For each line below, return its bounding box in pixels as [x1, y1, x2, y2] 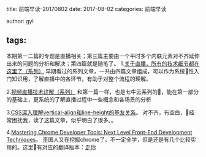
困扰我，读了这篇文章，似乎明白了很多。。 [11, 116, 116, 123]
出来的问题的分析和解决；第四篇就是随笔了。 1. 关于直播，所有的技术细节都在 [6, 60, 200, 67]
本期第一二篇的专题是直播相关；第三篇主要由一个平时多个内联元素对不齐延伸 [6, 52, 200, 59]
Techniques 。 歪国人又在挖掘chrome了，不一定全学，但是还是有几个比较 [6, 136, 191, 143]
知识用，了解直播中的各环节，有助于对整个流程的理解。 [11, 75, 151, 82]
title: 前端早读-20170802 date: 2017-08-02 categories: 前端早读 [6, 5, 167, 12]
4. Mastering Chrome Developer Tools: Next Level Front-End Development [6, 128, 193, 136]
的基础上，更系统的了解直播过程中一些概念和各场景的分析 [6, 95, 151, 103]
